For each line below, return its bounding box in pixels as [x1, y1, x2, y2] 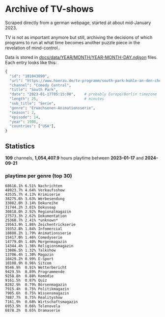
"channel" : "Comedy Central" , [9, 82, 71, 88]
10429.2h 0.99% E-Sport [5, 257, 54, 262]
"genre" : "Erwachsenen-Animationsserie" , [9, 106, 96, 110]
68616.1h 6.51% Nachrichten [5, 184, 63, 188]
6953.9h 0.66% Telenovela [5, 304, 60, 309]
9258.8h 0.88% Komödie [5, 274, 54, 279]
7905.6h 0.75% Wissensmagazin [5, 291, 69, 296]
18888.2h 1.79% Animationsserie [5, 231, 71, 236]
